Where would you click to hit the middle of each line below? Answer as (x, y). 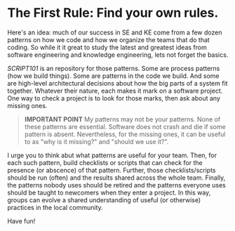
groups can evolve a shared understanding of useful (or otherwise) (104, 200)
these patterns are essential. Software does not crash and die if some (125, 126)
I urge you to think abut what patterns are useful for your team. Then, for (112, 155)
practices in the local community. (55, 207)
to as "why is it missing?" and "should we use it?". (96, 141)
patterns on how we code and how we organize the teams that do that (109, 39)
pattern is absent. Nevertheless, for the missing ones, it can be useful (125, 134)
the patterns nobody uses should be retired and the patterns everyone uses (116, 185)
